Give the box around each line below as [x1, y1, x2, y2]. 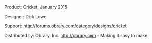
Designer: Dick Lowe [4, 14, 47, 19]
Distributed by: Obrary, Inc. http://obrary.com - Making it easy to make [4, 33, 148, 38]
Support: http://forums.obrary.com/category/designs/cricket [4, 23, 127, 29]
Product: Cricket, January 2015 [4, 4, 67, 10]
